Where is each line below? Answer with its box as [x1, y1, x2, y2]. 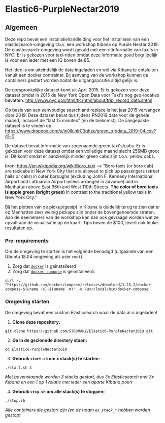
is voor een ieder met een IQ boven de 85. [5, 57, 91, 63]
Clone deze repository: [12, 319, 61, 325]
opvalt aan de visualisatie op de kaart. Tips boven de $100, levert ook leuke [5, 220, 158, 225]
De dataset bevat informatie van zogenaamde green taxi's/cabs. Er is [5, 143, 145, 149]
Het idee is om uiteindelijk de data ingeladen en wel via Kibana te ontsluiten [5, 67, 159, 73]
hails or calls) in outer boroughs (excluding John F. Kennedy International [5, 173, 154, 179]
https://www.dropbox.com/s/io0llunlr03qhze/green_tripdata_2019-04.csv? [5, 128, 156, 134]
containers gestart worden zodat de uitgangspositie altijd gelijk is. [5, 78, 139, 83]
